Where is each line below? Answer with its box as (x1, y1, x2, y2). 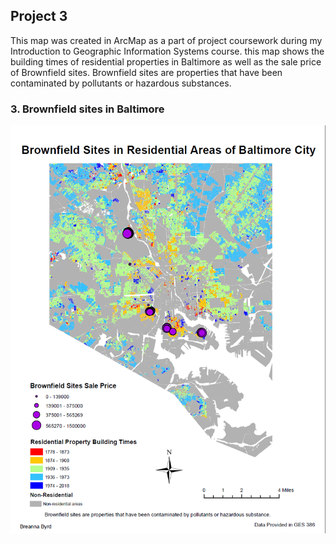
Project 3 (10, 8, 68, 25)
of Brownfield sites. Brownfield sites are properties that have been (10, 66, 283, 78)
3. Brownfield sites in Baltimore (10, 102, 165, 116)
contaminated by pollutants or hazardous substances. (10, 77, 232, 89)
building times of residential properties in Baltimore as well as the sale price (10, 55, 322, 68)
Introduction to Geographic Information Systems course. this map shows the (10, 45, 325, 57)
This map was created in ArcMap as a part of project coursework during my (10, 34, 323, 46)
